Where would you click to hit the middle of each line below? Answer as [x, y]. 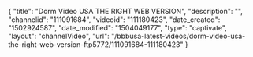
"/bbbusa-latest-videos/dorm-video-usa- [178, 36]
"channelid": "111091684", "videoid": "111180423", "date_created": [114, 20]
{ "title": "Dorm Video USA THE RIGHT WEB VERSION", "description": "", [125, 11]
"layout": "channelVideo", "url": [59, 36]
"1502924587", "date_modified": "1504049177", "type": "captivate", [117, 28]
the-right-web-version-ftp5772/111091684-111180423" [96, 45]
